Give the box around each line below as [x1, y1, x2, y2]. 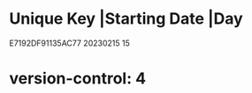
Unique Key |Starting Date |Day [9, 9, 243, 29]
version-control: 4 [9, 68, 147, 89]
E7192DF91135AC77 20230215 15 [9, 38, 130, 48]
